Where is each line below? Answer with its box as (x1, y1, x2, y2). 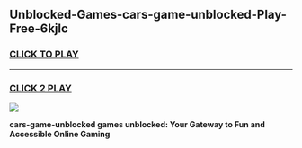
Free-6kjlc (9, 22, 69, 37)
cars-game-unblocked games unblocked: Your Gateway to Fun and (9, 118, 265, 129)
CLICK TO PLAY (9, 48, 79, 61)
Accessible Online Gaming (9, 128, 111, 139)
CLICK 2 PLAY (9, 82, 72, 94)
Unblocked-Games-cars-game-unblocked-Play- (9, 7, 288, 22)
